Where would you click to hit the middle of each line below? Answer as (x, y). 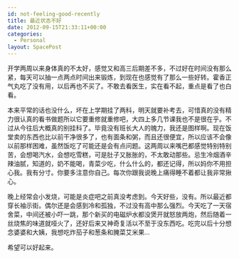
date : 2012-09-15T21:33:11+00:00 (57, 27)
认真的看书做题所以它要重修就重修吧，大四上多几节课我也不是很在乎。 (122, 119)
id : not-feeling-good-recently (54, 14)
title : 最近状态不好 (34, 21)
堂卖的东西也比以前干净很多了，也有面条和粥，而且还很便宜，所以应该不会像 (119, 137)
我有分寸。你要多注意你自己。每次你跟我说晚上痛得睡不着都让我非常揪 (129, 172)
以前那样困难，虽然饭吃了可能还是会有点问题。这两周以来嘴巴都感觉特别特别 (119, 146)
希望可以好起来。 (32, 247)
